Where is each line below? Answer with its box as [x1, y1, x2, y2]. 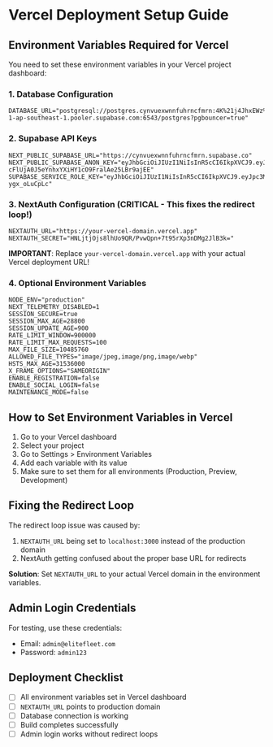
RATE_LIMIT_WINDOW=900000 [8, 332, 96, 340]
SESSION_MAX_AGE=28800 [8, 317, 85, 326]
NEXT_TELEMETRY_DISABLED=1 [8, 303, 100, 311]
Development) [19, 476, 68, 484]
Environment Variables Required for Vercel [8, 38, 229, 52]
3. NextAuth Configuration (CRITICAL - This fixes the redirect [8, 198, 255, 210]
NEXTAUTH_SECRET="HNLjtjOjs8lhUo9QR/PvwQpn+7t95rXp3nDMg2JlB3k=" [8, 234, 234, 242]
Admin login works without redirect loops [19, 729, 158, 739]
